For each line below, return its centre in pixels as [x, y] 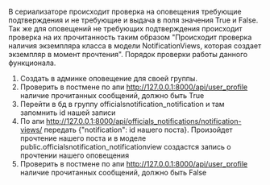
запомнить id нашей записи [68, 113]
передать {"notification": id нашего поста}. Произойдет [138, 129]
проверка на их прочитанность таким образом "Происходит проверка [130, 37]
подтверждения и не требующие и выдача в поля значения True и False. [133, 20]
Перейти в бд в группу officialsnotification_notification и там [122, 104]
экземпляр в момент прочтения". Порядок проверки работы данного [128, 54]
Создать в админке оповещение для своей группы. [108, 78]
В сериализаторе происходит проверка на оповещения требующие [125, 12]
